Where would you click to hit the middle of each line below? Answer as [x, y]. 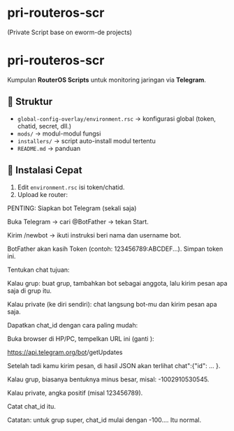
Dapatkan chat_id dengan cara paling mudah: [73, 325]
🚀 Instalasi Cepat [45, 170]
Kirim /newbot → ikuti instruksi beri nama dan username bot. [94, 235]
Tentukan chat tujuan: [38, 270]
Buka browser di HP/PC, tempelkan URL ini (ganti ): [81, 338]
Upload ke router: [43, 194]
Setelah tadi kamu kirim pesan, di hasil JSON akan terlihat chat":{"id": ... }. [114, 365]
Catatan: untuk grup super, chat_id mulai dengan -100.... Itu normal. [104, 420]
